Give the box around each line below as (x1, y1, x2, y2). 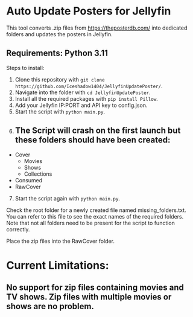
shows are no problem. (6, 301, 95, 312)
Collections (24, 170, 52, 178)
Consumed (14, 176, 43, 184)
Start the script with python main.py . (14, 107, 106, 115)
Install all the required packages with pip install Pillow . (14, 95, 158, 102)
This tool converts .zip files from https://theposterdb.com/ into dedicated (6, 24, 188, 31)
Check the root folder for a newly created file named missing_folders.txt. (6, 207, 186, 214)
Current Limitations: (6, 258, 110, 272)
